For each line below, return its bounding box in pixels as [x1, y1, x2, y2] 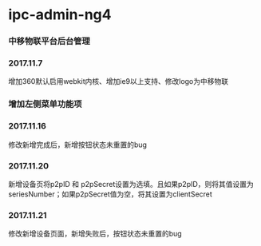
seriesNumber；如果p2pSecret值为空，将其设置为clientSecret [8, 189, 213, 199]
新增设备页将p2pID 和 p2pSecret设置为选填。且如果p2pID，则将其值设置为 [8, 179, 254, 188]
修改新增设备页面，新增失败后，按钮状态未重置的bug [8, 229, 182, 239]
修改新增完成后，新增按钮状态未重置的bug [8, 140, 148, 149]
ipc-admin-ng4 [8, 6, 112, 24]
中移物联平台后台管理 [8, 36, 90, 47]
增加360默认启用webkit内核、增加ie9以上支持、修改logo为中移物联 [8, 77, 229, 86]
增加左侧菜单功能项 [8, 98, 82, 109]
